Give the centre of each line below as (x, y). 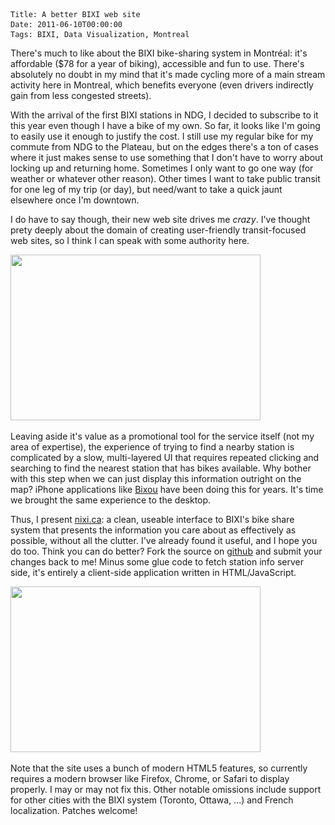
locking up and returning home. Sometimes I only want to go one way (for (162, 168)
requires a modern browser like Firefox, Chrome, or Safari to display (150, 778)
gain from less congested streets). (81, 95)
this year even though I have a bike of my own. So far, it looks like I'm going (165, 125)
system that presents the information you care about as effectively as (153, 530)
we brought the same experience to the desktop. (111, 500)
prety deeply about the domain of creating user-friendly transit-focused (158, 230)
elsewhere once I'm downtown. (75, 200)
